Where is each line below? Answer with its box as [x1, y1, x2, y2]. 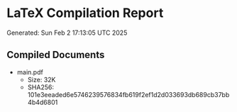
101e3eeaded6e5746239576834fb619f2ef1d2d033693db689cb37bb [27, 90, 230, 99]
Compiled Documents [6, 49, 105, 61]
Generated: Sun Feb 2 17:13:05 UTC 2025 [6, 28, 128, 37]
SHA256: [27, 83, 55, 91]
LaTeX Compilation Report [6, 5, 164, 21]
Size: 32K [27, 75, 56, 84]
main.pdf [16, 67, 43, 76]
